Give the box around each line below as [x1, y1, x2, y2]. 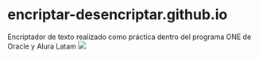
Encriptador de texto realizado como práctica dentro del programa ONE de [7, 32, 252, 41]
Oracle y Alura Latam [7, 41, 77, 51]
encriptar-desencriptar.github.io [7, 6, 228, 24]
